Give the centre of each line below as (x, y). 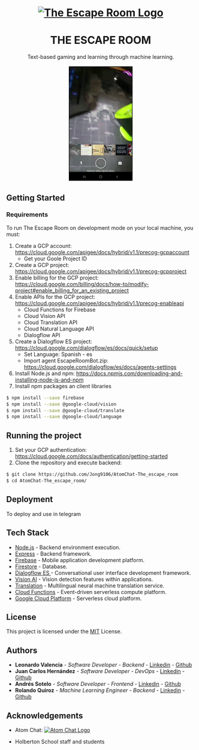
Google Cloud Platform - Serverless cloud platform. (78, 598)
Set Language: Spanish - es (58, 354)
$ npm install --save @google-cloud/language (64, 417)
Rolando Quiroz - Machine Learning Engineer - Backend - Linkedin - (100, 691)
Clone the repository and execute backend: (68, 463)
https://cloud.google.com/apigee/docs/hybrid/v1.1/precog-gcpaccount (102, 252)
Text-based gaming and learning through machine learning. (101, 57)
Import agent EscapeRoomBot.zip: (66, 361)
